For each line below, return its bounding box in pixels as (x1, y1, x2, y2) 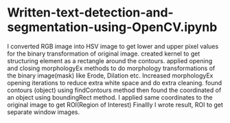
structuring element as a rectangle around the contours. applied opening (7, 56, 213, 65)
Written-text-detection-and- (7, 5, 174, 21)
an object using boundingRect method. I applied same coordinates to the (7, 93, 213, 101)
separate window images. (7, 108, 80, 116)
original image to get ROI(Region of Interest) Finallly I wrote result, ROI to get (7, 100, 223, 109)
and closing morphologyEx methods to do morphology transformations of (7, 64, 216, 72)
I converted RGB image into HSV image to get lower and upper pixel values (7, 42, 219, 50)
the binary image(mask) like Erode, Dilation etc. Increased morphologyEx (7, 71, 214, 80)
